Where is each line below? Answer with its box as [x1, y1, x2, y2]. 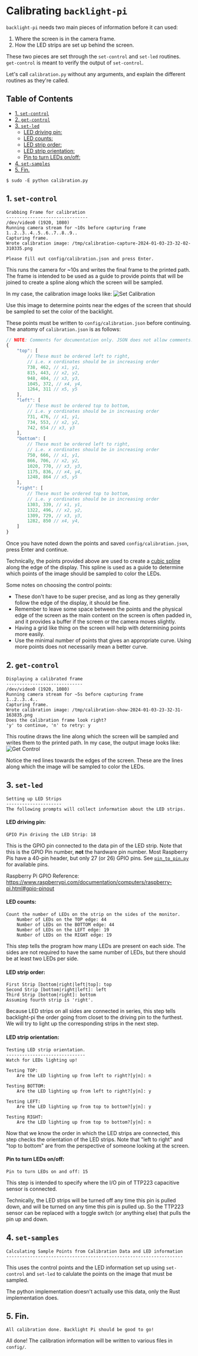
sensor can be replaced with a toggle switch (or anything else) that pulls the [6, 1209, 191, 1216]
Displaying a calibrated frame [6, 676, 83, 682]
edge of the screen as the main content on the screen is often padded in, [14, 612, 192, 619]
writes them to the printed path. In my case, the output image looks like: [6, 739, 180, 746]
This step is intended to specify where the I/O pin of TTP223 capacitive [6, 1179, 180, 1186]
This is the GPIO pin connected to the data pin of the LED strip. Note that [6, 842, 183, 849]
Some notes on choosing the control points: [6, 582, 113, 589]
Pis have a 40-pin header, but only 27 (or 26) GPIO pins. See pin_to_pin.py [6, 855, 189, 862]
